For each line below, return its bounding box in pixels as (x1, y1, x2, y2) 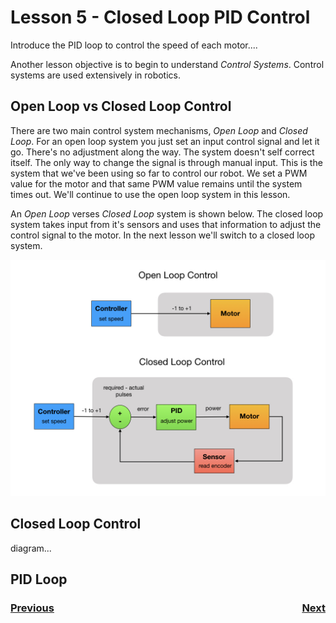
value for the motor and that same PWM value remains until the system (10, 177, 303, 190)
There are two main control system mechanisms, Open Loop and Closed (10, 124, 308, 136)
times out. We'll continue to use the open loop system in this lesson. (10, 188, 291, 200)
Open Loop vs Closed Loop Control (10, 98, 232, 115)
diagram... (10, 542, 52, 554)
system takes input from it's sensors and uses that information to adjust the (10, 218, 322, 230)
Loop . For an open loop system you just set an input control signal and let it (10, 135, 320, 147)
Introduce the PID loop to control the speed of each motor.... (10, 39, 258, 51)
